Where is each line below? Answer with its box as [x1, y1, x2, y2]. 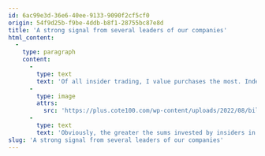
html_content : [8, 33, 55, 42]
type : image [36, 92, 77, 100]
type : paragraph [22, 48, 77, 56]
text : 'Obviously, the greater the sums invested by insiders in [36, 128, 256, 136]
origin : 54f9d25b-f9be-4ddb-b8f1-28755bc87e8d [8, 19, 164, 27]
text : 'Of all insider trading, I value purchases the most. [36, 77, 242, 85]
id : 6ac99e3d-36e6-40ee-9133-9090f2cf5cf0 [8, 11, 150, 20]
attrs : [36, 99, 58, 107]
